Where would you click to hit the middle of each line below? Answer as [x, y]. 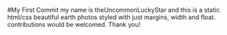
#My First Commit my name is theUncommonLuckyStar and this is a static [113, 10]
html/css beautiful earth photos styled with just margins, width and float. [111, 17]
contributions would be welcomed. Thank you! [74, 24]
